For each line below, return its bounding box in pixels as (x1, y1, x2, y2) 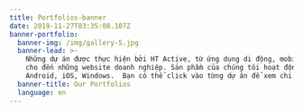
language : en (17, 88, 67, 97)
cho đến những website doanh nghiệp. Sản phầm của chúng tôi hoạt (25, 64, 280, 73)
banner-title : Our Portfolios (17, 80, 131, 89)
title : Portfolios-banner (9, 13, 106, 22)
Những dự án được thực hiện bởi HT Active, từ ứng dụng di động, (25, 55, 277, 64)
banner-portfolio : (9, 30, 78, 38)
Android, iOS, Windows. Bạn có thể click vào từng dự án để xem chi (25, 72, 293, 81)
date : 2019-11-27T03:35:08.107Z (9, 21, 131, 30)
